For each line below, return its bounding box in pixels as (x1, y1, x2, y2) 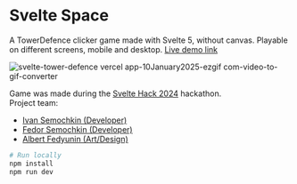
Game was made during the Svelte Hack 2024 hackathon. (9, 88, 222, 99)
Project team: (9, 97, 59, 108)
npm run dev (9, 167, 54, 176)
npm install (9, 159, 54, 168)
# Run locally (9, 150, 62, 160)
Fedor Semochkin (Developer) (21, 124, 133, 134)
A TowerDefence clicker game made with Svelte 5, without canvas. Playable (9, 35, 288, 45)
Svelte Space (9, 5, 110, 26)
